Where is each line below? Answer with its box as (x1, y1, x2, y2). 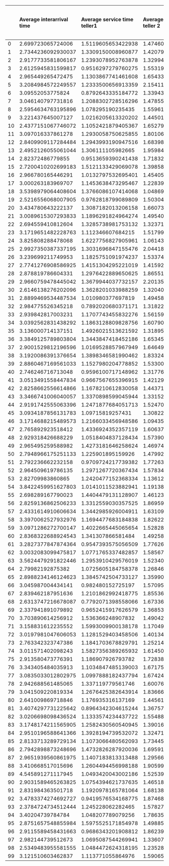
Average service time (81, 16, 134, 23)
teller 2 (143, 22, 160, 29)
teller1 (81, 22, 97, 29)
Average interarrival (19, 16, 68, 23)
